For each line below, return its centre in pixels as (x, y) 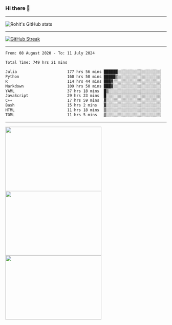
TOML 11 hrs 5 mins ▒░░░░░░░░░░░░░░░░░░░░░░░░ (83, 115)
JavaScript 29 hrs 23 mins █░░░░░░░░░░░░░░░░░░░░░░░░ (83, 96)
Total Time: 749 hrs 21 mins (36, 63)
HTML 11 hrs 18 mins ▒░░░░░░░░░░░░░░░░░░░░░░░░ (83, 110)
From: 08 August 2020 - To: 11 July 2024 (50, 53)
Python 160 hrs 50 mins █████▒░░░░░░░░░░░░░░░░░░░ (83, 77)
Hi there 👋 (18, 8)
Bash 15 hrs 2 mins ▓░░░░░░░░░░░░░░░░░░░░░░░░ (83, 105)
